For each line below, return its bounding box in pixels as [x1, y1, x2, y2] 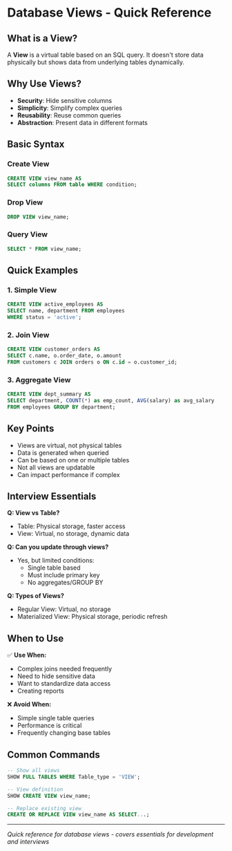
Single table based [27, 563, 81, 572]
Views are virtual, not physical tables [17, 441, 122, 449]
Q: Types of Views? [7, 592, 64, 600]
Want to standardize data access [17, 680, 111, 688]
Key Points [7, 423, 55, 435]
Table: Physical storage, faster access [17, 522, 126, 530]
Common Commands [7, 749, 100, 760]
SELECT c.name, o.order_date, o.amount [7, 353, 122, 359]
